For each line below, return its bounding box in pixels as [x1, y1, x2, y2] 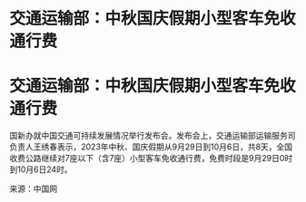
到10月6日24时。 [9, 164, 73, 175]
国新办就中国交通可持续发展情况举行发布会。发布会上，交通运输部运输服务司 [9, 130, 296, 141]
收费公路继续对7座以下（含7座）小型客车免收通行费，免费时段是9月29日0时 [9, 153, 293, 164]
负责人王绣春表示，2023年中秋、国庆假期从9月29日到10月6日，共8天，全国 [9, 141, 293, 152]
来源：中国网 [9, 183, 57, 195]
